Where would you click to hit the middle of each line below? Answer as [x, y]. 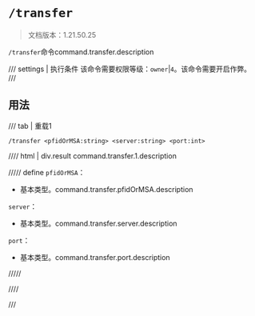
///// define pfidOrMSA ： [47, 172]
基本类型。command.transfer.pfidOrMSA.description [106, 189]
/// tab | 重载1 [30, 126]
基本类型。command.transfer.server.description [98, 223]
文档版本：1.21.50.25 [62, 34]
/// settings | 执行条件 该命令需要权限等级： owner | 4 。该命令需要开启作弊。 [130, 69]
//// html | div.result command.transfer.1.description [93, 156]
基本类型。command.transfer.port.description [95, 257]
